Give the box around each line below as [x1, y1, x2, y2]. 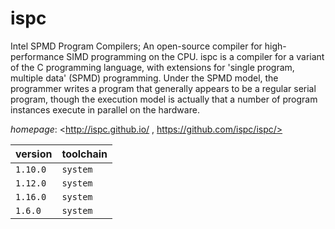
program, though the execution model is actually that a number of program [10, 93, 318, 105]
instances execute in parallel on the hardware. [10, 103, 200, 116]
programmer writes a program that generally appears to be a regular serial [10, 82, 317, 94]
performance [10, 50, 65, 62]
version [15, 147, 53, 161]
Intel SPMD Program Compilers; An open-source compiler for [10, 40, 263, 52]
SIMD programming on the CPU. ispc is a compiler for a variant [66, 50, 325, 62]
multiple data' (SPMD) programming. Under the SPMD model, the [10, 72, 279, 84]
